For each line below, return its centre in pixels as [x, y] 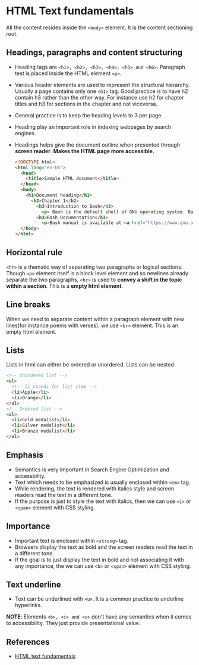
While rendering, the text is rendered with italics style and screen [94, 488]
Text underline [34, 584]
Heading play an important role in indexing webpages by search [93, 127]
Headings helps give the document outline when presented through [97, 145]
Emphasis [25, 455]
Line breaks [28, 305]
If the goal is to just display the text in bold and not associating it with [99, 560]
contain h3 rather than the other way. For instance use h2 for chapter [99, 97]
